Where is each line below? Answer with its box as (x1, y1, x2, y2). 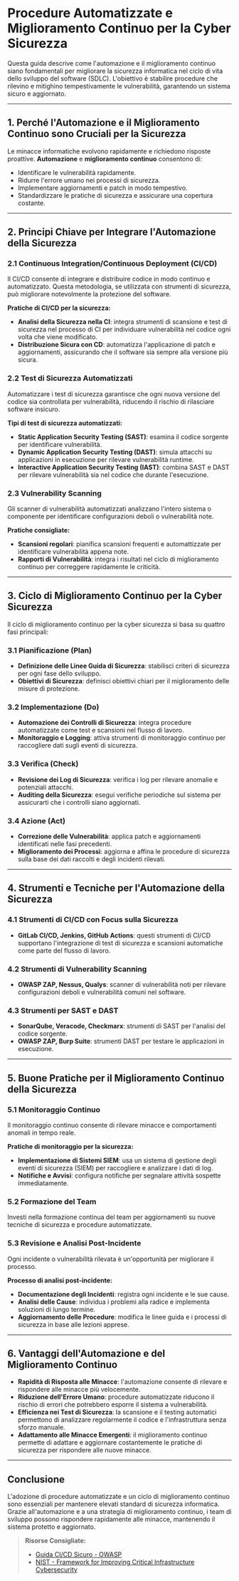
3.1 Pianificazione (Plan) (7, 645, 92, 655)
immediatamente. (17, 1179, 69, 1187)
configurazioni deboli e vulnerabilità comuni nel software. (17, 988, 186, 997)
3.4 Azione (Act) (7, 815, 66, 825)
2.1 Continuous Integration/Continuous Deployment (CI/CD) (7, 259, 218, 268)
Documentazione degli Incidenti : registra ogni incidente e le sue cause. (17, 1290, 230, 1298)
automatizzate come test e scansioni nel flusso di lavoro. (17, 726, 184, 735)
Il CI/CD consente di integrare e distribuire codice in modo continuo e (7, 275, 211, 283)
